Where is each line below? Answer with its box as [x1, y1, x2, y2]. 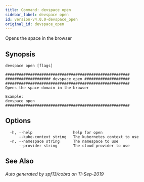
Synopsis [5, 50, 35, 58]
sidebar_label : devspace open [5, 12, 69, 17]
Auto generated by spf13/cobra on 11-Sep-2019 [5, 171, 104, 177]
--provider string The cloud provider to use [18, 143, 130, 148]
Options [5, 116, 31, 125]
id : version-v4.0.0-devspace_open [5, 17, 78, 22]
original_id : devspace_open [5, 21, 65, 27]
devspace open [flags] [5, 64, 53, 69]
